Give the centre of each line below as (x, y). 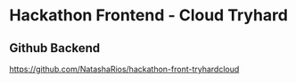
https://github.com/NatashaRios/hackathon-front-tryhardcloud (124, 69)
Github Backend (55, 48)
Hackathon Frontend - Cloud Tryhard (148, 15)
